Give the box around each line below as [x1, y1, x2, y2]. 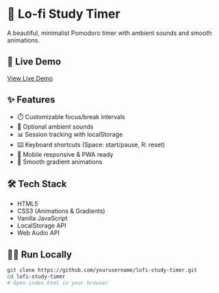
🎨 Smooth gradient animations [16, 157, 103, 166]
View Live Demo [7, 74, 53, 82]
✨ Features [7, 94, 55, 105]
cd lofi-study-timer [7, 273, 66, 280]
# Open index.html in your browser [7, 279, 109, 286]
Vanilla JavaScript [16, 214, 68, 222]
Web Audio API [16, 229, 60, 237]
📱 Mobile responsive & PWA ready [16, 150, 114, 158]
